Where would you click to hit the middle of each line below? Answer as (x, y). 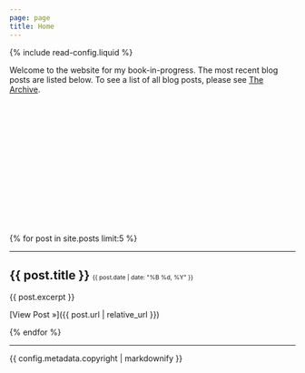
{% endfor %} (35, 332)
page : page (30, 18)
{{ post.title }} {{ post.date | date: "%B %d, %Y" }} (101, 275)
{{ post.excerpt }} (42, 297)
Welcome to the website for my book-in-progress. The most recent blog (144, 70)
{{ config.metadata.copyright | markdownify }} (96, 358)
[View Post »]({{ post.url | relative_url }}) (85, 315)
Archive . (25, 89)
